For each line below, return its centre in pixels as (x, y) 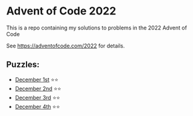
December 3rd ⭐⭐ (37, 97)
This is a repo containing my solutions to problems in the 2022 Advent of (96, 28)
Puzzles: (23, 65)
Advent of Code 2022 (61, 11)
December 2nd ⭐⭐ (38, 88)
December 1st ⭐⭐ (36, 79)
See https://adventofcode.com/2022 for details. (65, 46)
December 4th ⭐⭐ (37, 106)
